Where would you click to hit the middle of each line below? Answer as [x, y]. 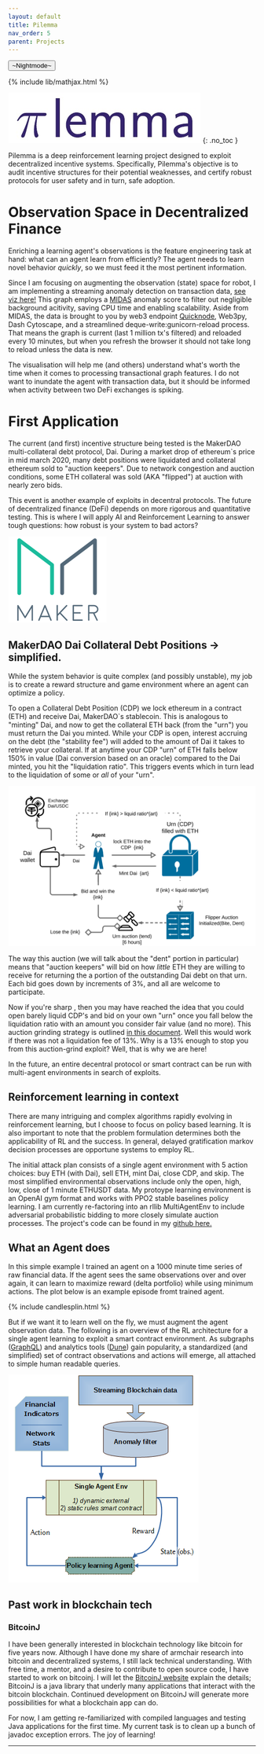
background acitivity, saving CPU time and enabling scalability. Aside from [128, 308]
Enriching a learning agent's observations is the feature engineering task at [130, 251]
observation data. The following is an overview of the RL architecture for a [128, 1330]
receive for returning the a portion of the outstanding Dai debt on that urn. [128, 975]
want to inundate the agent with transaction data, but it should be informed [129, 382]
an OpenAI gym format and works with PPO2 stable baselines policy [119, 1198]
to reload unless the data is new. [60, 350]
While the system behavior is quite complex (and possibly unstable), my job [130, 676]
